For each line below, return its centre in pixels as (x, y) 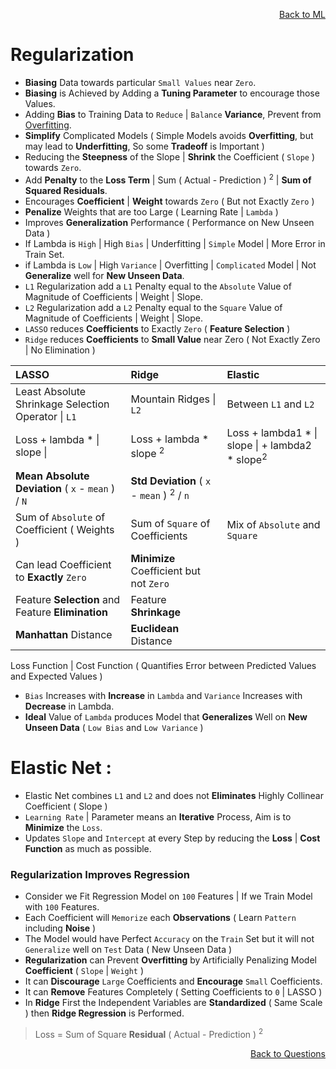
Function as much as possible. (88, 848)
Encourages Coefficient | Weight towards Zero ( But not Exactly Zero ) (169, 201)
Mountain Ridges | (173, 399)
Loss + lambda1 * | (272, 432)
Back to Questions (288, 1053)
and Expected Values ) (56, 676)
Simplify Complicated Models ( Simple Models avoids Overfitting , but (169, 135)
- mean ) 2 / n (160, 495)
